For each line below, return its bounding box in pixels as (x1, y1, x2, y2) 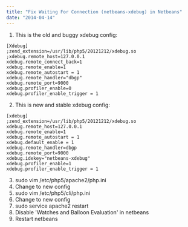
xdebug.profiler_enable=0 (6, 85, 71, 91)
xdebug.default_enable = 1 (6, 139, 74, 145)
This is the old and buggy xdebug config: (15, 31, 118, 38)
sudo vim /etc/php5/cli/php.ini (15, 189, 91, 197)
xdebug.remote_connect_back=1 (6, 59, 83, 65)
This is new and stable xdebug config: (15, 101, 111, 108)
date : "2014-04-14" (6, 15, 56, 21)
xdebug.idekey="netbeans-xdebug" (6, 155, 91, 161)
